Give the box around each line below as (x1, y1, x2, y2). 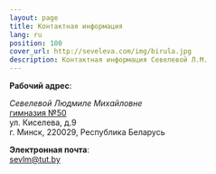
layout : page (9, 13, 59, 23)
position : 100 (9, 38, 63, 48)
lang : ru (9, 30, 42, 39)
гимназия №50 (9, 108, 67, 118)
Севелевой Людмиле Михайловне (9, 98, 143, 109)
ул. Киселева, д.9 (9, 117, 77, 128)
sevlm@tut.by (9, 154, 61, 164)
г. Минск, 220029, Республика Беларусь (9, 127, 165, 137)
